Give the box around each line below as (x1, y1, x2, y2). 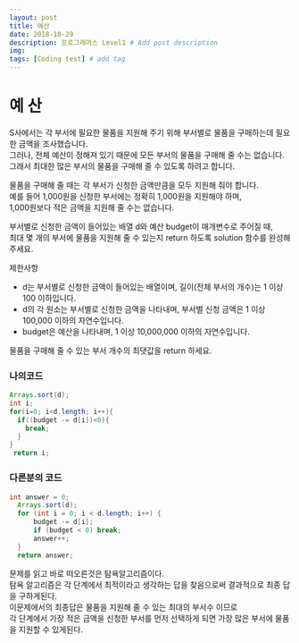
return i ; (12, 449, 50, 458)
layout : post (9, 13, 58, 22)
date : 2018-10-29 (9, 30, 74, 38)
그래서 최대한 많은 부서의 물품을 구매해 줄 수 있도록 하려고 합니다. (9, 160, 236, 171)
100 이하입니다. (21, 292, 77, 303)
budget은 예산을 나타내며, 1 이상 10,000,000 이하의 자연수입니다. (21, 326, 250, 336)
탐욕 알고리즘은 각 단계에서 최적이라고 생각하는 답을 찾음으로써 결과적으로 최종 (9, 579, 281, 590)
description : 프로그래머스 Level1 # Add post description (9, 38, 219, 47)
